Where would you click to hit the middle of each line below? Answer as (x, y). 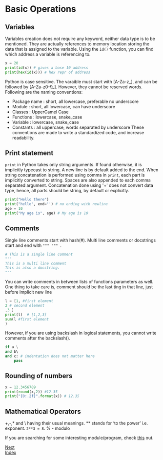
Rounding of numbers (39, 376)
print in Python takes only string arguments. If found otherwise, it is (73, 165)
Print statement (29, 153)
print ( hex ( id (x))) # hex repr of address (48, 72)
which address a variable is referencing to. (48, 54)
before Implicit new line (29, 292)
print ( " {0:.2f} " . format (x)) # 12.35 (42, 396)
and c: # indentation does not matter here (50, 356)
